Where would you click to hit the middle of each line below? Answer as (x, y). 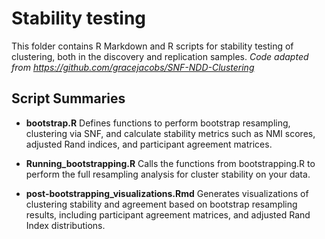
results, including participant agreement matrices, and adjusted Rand (168, 214)
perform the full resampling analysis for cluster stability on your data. (168, 174)
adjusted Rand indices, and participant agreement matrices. (149, 144)
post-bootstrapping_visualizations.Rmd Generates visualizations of (167, 193)
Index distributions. (65, 225)
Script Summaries (68, 98)
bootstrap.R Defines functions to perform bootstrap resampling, (158, 123)
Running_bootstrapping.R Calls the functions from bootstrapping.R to (170, 163)
